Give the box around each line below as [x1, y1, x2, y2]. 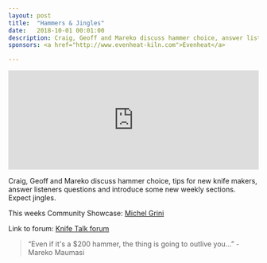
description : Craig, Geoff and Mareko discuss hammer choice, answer [8, 33, 244, 42]
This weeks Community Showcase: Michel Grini [8, 208, 164, 219]
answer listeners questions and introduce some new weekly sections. [8, 184, 236, 195]
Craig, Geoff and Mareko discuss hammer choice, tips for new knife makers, [8, 176, 258, 186]
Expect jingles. [8, 193, 56, 203]
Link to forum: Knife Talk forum [8, 224, 110, 234]
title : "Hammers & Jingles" [8, 19, 105, 27]
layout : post [8, 11, 52, 20]
